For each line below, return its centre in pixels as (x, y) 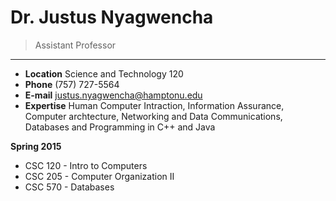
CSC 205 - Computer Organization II (99, 176)
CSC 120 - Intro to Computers (86, 165)
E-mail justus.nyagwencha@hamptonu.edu (113, 95)
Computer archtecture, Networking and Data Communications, (153, 116)
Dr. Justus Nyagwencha (112, 17)
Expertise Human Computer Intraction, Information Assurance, (154, 105)
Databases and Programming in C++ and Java (120, 127)
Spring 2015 (36, 146)
